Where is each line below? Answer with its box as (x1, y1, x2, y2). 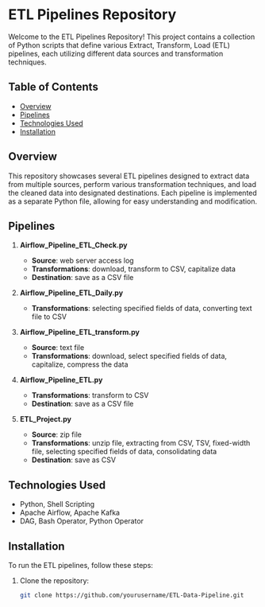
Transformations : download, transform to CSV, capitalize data (31, 264, 236, 274)
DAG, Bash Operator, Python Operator (19, 516, 144, 526)
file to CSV (31, 312, 67, 321)
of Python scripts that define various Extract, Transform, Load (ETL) (8, 40, 230, 49)
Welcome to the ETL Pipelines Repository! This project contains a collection (8, 32, 255, 41)
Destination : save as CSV (31, 455, 117, 465)
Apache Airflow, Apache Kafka (19, 508, 121, 518)
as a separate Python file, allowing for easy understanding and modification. (8, 196, 258, 206)
